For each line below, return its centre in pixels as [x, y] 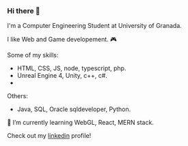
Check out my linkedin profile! [49, 136]
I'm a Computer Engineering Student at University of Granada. [95, 26]
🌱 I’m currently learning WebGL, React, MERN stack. [80, 123]
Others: [18, 96]
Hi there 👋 [24, 11]
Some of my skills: [33, 55]
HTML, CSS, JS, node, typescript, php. [71, 68]
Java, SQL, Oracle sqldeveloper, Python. [74, 109]
